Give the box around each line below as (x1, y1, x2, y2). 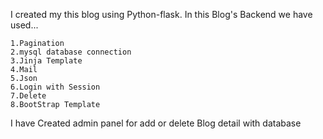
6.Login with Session (10, 82, 101, 92)
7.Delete (10, 91, 47, 101)
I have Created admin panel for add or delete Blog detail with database (10, 117, 302, 129)
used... (10, 19, 39, 31)
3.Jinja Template (10, 56, 83, 66)
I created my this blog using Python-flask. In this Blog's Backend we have (10, 9, 313, 20)
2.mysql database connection (10, 47, 132, 57)
